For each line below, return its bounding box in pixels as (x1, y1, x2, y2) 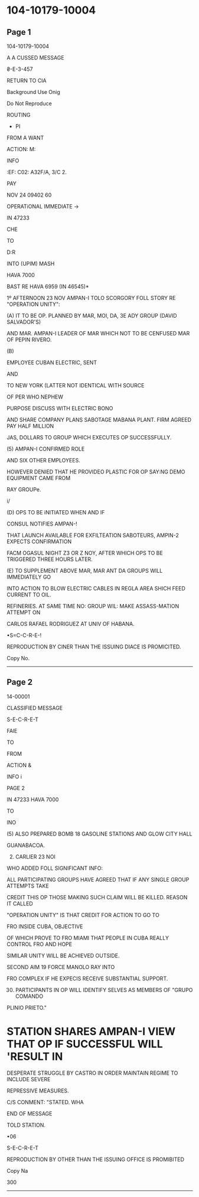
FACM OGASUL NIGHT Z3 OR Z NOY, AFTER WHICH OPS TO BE (6, 550, 163, 556)
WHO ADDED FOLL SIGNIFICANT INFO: (6, 865, 103, 872)
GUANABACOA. (6, 842, 45, 849)
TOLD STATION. (6, 1121, 46, 1128)
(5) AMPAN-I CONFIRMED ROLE (6, 445, 85, 452)
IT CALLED (6, 900, 33, 907)
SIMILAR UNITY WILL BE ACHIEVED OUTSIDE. (6, 952, 120, 959)
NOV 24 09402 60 (6, 191, 52, 198)
